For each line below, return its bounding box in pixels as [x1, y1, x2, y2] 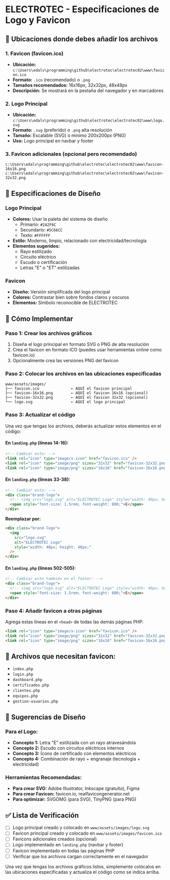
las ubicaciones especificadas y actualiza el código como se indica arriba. [5, 869, 160, 875]
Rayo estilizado [20, 248, 52, 255]
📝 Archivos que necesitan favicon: [5, 652, 116, 661]
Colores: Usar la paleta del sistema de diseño [12, 216, 108, 222]
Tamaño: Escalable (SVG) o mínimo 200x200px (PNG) [12, 132, 126, 138]
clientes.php [12, 688, 40, 693]
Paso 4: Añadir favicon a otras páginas [5, 607, 102, 614]
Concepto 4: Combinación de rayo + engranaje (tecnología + [12, 756, 141, 762]
